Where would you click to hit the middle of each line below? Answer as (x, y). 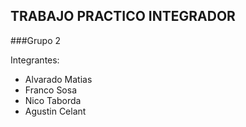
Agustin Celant (55, 111)
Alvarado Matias (58, 79)
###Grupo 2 (36, 40)
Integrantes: (35, 60)
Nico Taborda (53, 100)
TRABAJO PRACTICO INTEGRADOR (123, 16)
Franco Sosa (51, 90)
